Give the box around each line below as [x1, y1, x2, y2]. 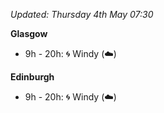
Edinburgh [10, 71, 55, 83]
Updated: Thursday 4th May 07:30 [10, 9, 154, 20]
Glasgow [10, 28, 48, 39]
